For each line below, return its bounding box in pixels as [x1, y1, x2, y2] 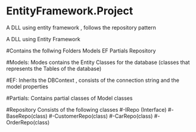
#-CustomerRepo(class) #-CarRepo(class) [48, 112, 153, 119]
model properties [6, 82, 49, 90]
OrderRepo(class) [6, 118, 49, 126]
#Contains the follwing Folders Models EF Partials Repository [6, 47, 156, 54]
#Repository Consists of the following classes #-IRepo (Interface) [6, 106, 167, 113]
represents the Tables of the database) [6, 65, 102, 72]
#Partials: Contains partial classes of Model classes [6, 94, 133, 102]
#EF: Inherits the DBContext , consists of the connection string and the [6, 76, 180, 84]
